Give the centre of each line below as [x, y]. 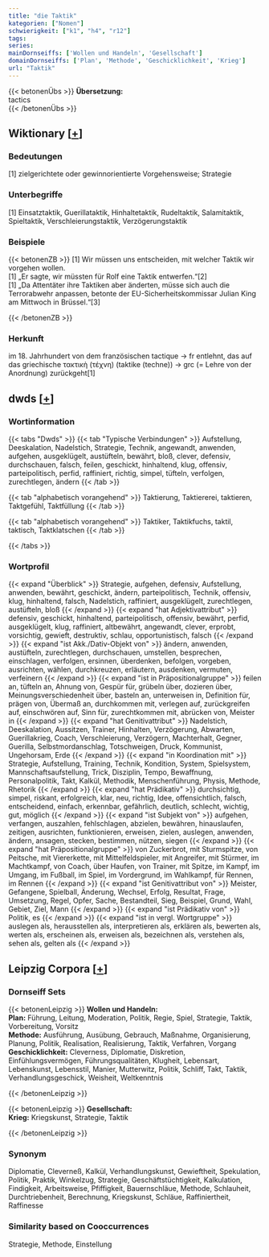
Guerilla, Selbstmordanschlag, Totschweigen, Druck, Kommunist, [116, 746]
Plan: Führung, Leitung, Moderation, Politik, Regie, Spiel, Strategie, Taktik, [130, 1018]
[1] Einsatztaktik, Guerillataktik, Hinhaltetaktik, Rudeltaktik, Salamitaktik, [126, 212]
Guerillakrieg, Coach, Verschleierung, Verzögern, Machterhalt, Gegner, [125, 738]
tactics [19, 99]
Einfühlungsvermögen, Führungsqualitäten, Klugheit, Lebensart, [114, 1061]
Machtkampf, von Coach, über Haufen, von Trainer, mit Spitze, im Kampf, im [134, 866]
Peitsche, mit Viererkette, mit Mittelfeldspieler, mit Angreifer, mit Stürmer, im [134, 858]
